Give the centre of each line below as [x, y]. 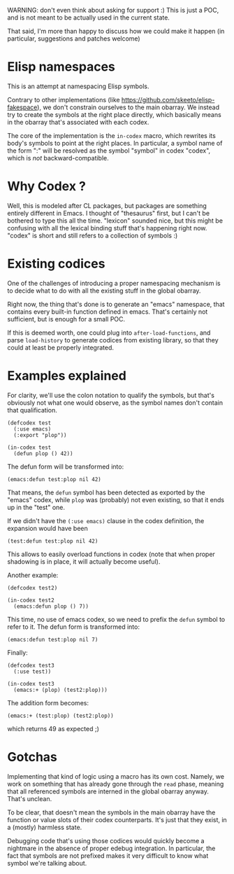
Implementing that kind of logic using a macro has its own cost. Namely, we [116, 776]
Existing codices [56, 264]
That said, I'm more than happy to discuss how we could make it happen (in [116, 31]
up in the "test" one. [36, 507]
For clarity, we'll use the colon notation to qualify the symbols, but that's [111, 395]
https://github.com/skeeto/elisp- [168, 99]
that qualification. [32, 410]
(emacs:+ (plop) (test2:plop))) [61, 690]
